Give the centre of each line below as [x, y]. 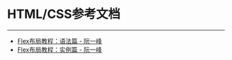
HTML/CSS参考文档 [64, 14]
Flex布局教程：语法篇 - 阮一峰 [59, 41]
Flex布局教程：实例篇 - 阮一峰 [59, 50]
